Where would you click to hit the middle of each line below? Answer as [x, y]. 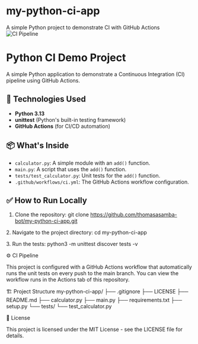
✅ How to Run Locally [47, 200]
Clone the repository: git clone [52, 214]
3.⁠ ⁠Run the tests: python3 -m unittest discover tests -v [72, 244]
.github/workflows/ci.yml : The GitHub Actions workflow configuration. [102, 182]
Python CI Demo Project [66, 58]
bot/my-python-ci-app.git [46, 221]
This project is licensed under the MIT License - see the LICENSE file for [94, 329]
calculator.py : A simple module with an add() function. [82, 163]
